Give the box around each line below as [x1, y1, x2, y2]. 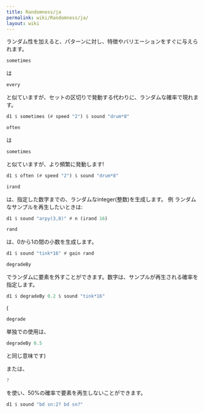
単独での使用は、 [6, 328, 49, 335]
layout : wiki [6, 20, 40, 26]
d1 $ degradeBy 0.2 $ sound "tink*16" [6, 293, 105, 299]
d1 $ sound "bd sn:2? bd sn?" [6, 401, 84, 407]
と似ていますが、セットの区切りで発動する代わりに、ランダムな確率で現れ [6, 94, 194, 101]
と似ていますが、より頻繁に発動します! [6, 160, 104, 168]
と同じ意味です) [6, 352, 46, 359]
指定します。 [6, 281, 38, 288]
